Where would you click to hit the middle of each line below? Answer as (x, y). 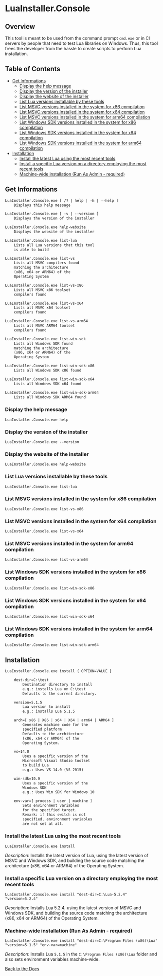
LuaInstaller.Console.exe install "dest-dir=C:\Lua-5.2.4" (66, 895)
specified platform (42, 729)
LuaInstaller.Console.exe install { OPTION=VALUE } (58, 671)
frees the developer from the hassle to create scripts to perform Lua (73, 49)
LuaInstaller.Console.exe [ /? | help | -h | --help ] (62, 200)
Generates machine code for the (55, 725)
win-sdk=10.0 (27, 779)
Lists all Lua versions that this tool (54, 245)
